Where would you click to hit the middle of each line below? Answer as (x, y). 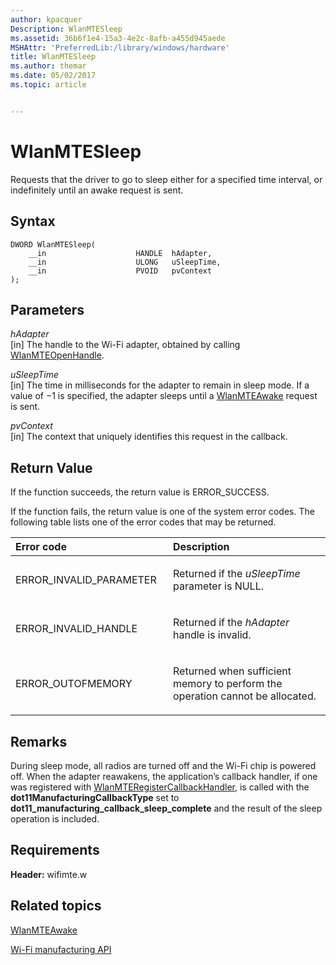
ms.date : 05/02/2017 (53, 76)
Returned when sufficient (232, 671)
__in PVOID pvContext (120, 271)
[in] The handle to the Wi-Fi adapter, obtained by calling (125, 345)
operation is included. (55, 818)
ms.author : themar (48, 66)
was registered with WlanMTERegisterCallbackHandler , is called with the (160, 787)
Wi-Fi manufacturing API (61, 949)
